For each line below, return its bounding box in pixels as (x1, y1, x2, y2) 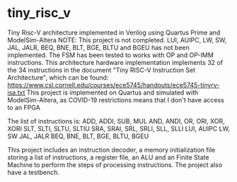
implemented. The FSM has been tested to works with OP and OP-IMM (7, 51, 214, 59)
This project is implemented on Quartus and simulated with (26, 88, 199, 97)
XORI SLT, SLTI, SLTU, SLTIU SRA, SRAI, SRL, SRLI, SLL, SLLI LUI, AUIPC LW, (7, 124, 231, 133)
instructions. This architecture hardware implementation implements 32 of (7, 58, 224, 66)
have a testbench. (7, 168, 60, 176)
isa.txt (7, 88, 25, 97)
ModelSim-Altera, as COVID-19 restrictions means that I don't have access (7, 95, 224, 104)
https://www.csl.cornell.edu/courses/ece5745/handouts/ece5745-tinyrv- (7, 80, 220, 89)
